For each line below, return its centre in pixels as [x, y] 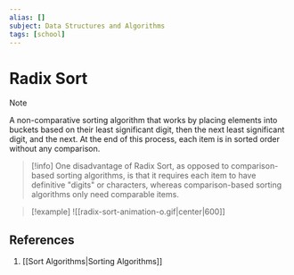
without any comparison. [55, 149]
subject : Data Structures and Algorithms [87, 26]
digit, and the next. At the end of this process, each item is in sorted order [145, 139]
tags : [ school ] [37, 34]
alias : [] [28, 17]
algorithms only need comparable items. [105, 195]
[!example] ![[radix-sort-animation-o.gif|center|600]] [128, 212]
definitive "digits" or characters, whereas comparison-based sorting [156, 185]
